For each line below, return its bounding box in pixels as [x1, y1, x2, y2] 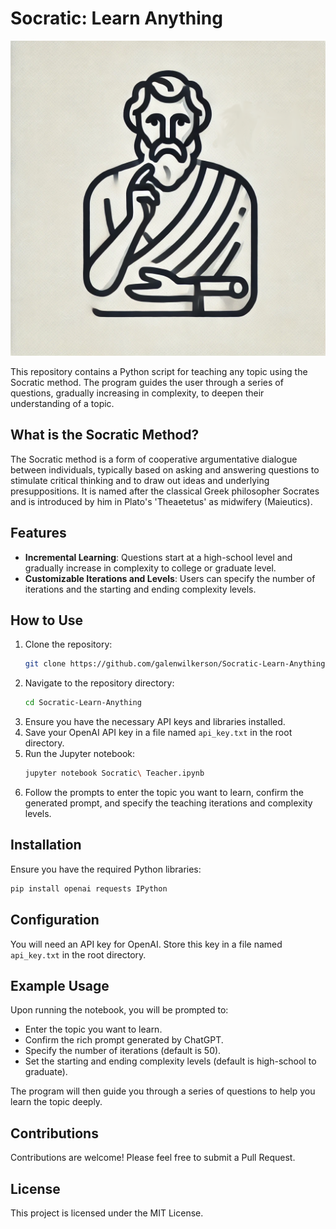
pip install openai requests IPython [10, 883, 168, 894]
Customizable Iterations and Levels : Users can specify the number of [24, 572, 316, 584]
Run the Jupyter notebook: [24, 748, 136, 760]
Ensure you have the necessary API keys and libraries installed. [24, 716, 286, 728]
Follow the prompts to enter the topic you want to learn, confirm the [24, 787, 304, 798]
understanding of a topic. [10, 397, 115, 409]
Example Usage [10, 977, 110, 994]
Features [10, 525, 67, 542]
